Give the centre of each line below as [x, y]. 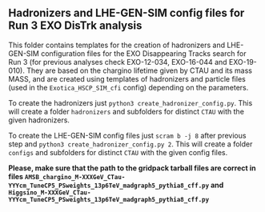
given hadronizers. [39, 120]
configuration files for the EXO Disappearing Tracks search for [144, 53]
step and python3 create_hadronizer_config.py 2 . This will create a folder [130, 144]
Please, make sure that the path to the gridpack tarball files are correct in [132, 168]
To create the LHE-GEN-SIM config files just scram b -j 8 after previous [127, 135]
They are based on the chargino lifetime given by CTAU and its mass [140, 70]
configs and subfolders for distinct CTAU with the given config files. [118, 152]
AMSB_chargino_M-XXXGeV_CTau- [75, 177]
